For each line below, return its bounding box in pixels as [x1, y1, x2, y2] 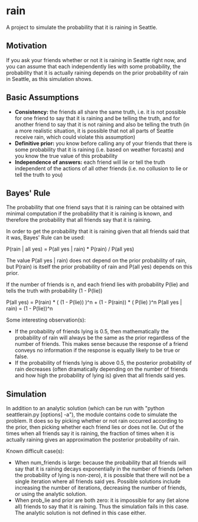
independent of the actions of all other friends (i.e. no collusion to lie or [14, 164, 188, 172]
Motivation [6, 41, 47, 51]
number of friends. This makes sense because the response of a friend [14, 341, 188, 348]
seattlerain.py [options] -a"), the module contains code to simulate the [6, 411, 177, 418]
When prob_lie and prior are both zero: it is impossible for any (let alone [14, 497, 189, 504]
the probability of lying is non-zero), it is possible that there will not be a [14, 472, 190, 479]
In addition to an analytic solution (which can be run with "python [6, 405, 165, 412]
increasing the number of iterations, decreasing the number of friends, [14, 484, 187, 491]
